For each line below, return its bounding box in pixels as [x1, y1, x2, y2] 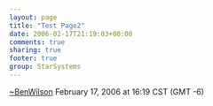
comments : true [9, 37, 66, 47]
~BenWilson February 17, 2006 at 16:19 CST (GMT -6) [9, 86, 205, 97]
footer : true [9, 54, 58, 63]
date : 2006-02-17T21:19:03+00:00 [9, 29, 133, 38]
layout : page [9, 12, 58, 22]
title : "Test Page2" [9, 21, 86, 30]
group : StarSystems [9, 63, 82, 72]
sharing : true [9, 46, 62, 55]
